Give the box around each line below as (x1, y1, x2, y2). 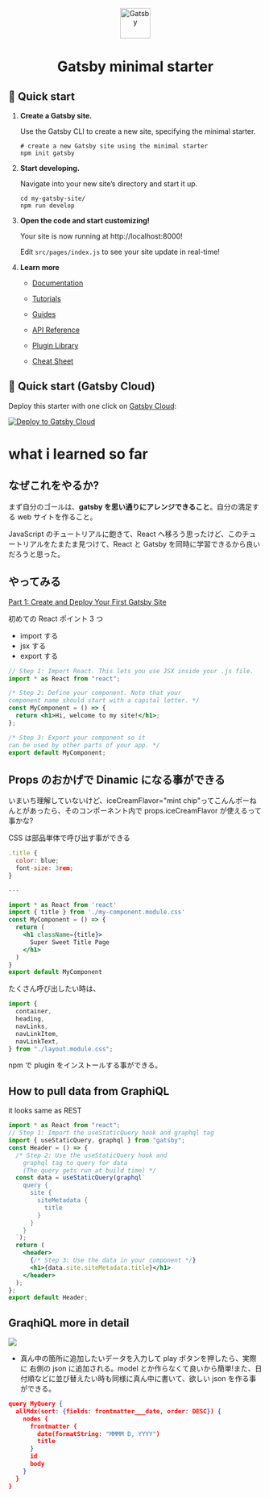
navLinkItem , (15, 1030, 60, 1038)
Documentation (31, 278, 84, 288)
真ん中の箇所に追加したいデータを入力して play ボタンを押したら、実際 (19, 1354, 257, 1363)
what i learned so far (8, 445, 149, 463)
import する (19, 630, 59, 640)
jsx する (19, 641, 47, 651)
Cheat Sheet (31, 356, 74, 366)
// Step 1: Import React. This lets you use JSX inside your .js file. (8, 667, 254, 675)
